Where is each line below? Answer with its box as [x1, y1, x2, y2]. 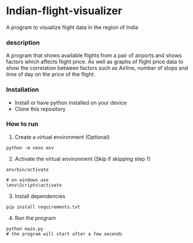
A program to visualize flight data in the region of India [6, 24, 139, 31]
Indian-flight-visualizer [6, 4, 123, 18]
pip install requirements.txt [6, 204, 81, 210]
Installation [6, 86, 40, 94]
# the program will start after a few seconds [6, 231, 123, 237]
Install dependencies [14, 192, 66, 199]
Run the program [14, 214, 56, 221]
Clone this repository [14, 105, 66, 112]
